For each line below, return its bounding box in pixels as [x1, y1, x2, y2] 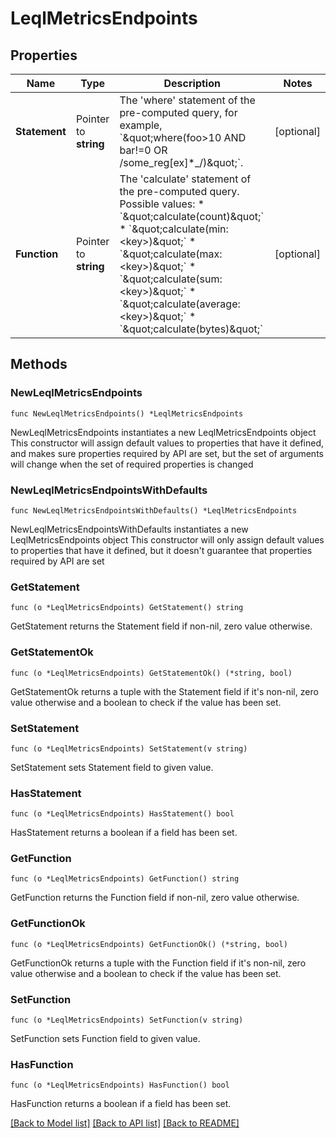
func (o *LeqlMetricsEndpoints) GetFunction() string [10, 874, 240, 884]
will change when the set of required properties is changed [10, 458, 254, 470]
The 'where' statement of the [119, 93, 256, 107]
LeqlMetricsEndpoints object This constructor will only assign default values [10, 533, 325, 546]
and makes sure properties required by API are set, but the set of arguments [10, 447, 324, 459]
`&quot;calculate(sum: [119, 272, 223, 286]
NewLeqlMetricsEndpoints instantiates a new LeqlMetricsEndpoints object [10, 426, 317, 438]
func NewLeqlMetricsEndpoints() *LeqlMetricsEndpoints [10, 408, 244, 419]
